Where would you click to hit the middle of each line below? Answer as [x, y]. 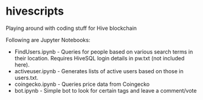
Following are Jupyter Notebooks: [48, 40]
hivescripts [35, 11]
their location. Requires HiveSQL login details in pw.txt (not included [99, 58]
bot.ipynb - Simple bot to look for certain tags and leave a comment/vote [105, 90]
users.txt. [26, 77]
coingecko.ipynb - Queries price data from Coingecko [82, 84]
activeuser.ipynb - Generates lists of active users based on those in [99, 71]
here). [22, 65]
